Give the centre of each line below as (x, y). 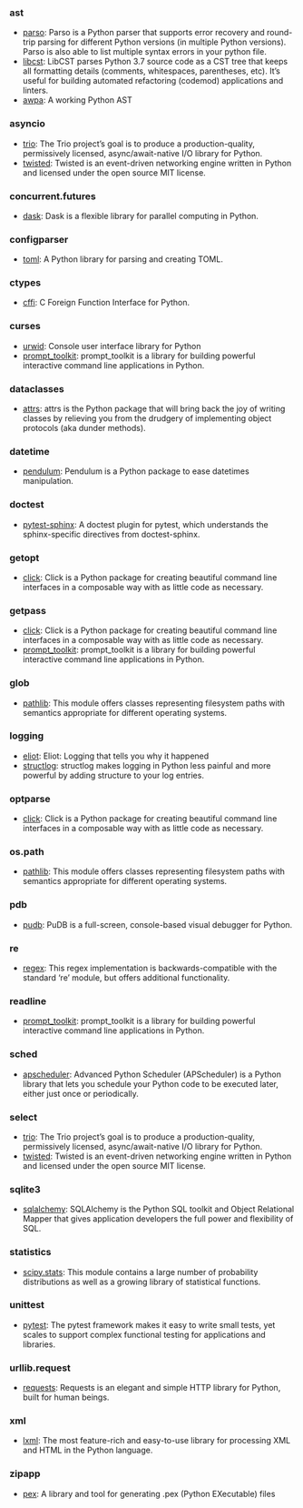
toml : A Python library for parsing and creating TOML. (123, 259)
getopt (24, 558)
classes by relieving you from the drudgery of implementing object (147, 418)
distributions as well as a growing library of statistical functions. (142, 1282)
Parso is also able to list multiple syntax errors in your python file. (145, 52)
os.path (27, 852)
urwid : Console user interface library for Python (112, 346)
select (24, 1117)
